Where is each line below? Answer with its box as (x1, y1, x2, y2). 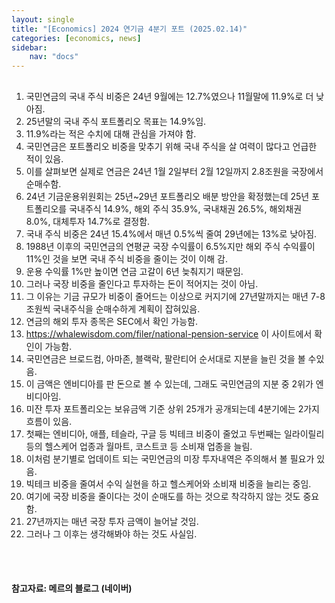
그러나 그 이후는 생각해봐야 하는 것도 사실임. (25, 527, 198, 540)
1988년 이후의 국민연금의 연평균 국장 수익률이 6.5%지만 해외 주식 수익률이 (25, 240, 316, 252)
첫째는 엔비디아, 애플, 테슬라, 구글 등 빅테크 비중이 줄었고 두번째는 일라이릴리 (25, 427, 325, 440)
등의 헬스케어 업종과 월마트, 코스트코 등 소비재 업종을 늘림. (25, 440, 253, 452)
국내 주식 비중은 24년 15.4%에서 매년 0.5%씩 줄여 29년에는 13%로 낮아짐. (25, 227, 318, 240)
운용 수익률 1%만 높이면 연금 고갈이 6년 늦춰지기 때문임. (25, 265, 244, 277)
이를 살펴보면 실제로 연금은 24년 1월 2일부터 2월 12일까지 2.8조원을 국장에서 (25, 165, 324, 177)
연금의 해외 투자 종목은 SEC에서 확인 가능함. (25, 315, 199, 327)
